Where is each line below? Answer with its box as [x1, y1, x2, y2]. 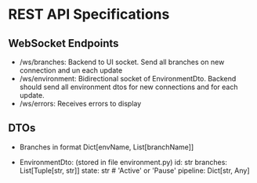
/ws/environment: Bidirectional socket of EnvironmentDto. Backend [19, 74, 237, 83]
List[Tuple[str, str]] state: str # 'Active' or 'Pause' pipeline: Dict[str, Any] [19, 166, 250, 175]
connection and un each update [19, 66, 123, 75]
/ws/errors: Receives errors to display [19, 99, 142, 108]
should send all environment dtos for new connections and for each [19, 82, 238, 91]
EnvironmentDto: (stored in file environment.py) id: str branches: [19, 157, 227, 167]
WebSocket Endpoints [8, 37, 119, 50]
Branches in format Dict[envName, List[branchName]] [19, 142, 194, 152]
